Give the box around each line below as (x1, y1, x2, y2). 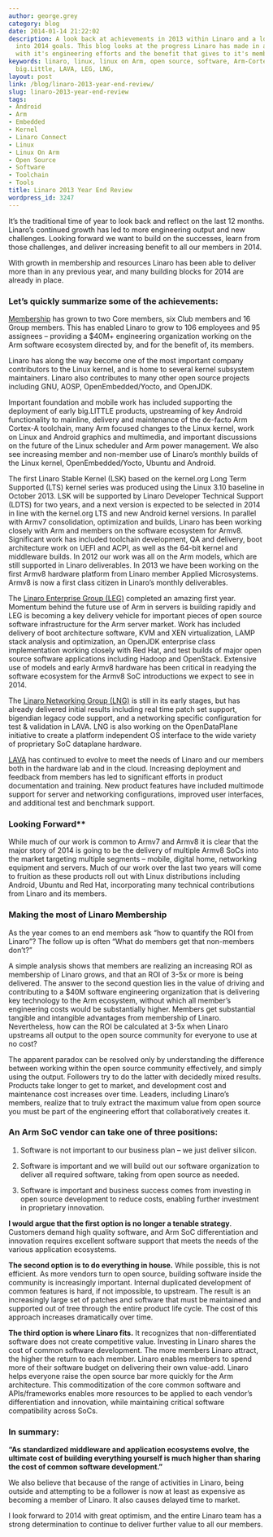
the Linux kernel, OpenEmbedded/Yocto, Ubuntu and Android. (8, 458, 216, 468)
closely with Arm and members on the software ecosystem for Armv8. (8, 525, 244, 535)
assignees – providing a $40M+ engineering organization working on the (8, 331, 252, 340)
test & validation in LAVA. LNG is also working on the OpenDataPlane (8, 722, 238, 731)
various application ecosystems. (8, 1244, 117, 1254)
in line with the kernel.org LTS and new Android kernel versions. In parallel (8, 508, 257, 518)
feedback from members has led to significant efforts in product (8, 771, 223, 782)
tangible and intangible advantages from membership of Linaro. (8, 1012, 222, 1022)
